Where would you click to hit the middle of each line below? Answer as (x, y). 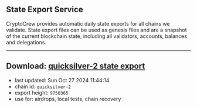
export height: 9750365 (41, 92)
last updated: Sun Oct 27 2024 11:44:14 (62, 80)
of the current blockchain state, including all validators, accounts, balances (97, 36)
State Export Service (45, 10)
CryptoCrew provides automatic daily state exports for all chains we (88, 23)
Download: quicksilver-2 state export (76, 66)
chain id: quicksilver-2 (43, 86)
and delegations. (26, 42)
